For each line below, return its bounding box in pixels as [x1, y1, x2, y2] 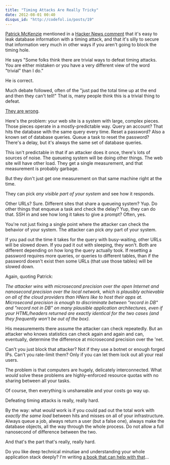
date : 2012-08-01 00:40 [5, 12, 56, 17]
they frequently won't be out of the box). [5, 316, 90, 322]
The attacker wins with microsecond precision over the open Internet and [5, 283, 159, 289]
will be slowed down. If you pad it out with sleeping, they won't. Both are [5, 242, 157, 248]
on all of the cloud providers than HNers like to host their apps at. [5, 294, 143, 300]
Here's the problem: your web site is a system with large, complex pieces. [5, 118, 160, 124]
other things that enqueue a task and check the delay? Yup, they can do [5, 206, 156, 212]
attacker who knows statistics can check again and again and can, [5, 331, 144, 337]
